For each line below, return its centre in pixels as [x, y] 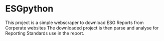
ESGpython [29, 9]
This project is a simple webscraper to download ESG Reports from [74, 22]
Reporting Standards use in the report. [45, 33]
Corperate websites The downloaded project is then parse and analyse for [82, 27]
